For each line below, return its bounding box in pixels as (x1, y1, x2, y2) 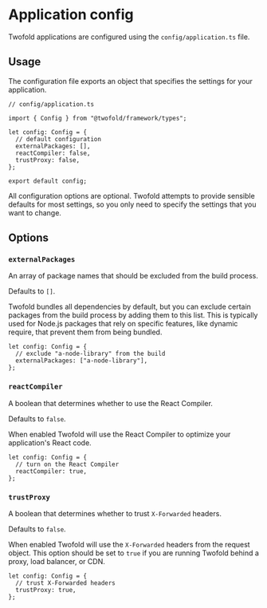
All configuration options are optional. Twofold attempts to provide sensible (8, 191, 255, 200)
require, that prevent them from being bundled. (8, 327, 163, 337)
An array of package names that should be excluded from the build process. (8, 271, 259, 281)
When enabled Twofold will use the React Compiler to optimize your (8, 429, 231, 439)
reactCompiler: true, (15, 467, 88, 476)
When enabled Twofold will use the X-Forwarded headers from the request (8, 540, 250, 550)
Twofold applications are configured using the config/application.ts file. (8, 32, 250, 41)
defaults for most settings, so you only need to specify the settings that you (8, 199, 257, 209)
